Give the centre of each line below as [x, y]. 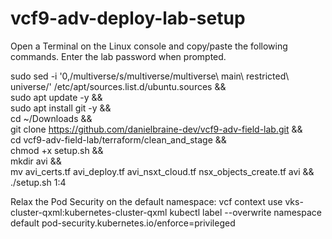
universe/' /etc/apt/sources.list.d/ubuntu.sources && [118, 86]
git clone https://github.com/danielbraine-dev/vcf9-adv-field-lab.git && [156, 129]
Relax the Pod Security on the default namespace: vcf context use [146, 201]
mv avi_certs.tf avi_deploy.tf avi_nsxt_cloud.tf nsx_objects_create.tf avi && [162, 171]
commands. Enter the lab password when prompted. [118, 56]
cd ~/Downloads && [51, 118]
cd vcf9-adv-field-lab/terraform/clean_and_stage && [118, 139]
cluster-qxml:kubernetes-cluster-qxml [89, 212]
